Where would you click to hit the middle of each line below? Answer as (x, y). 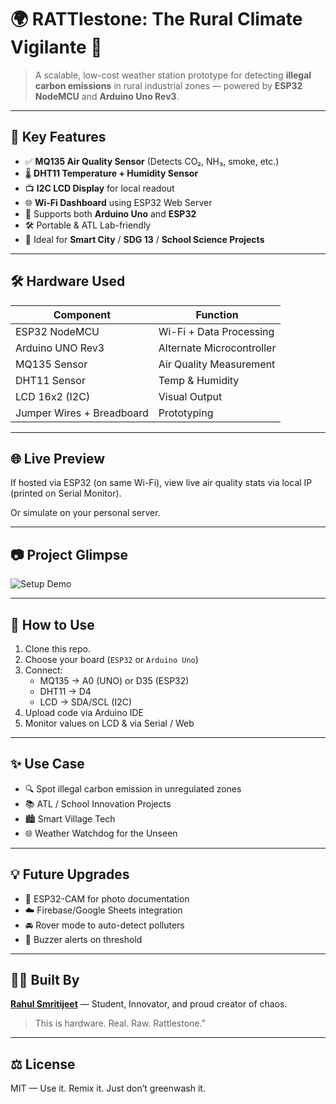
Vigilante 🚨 (56, 47)
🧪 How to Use (52, 624)
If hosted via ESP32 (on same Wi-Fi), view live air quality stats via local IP (161, 483)
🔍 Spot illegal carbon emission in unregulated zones (133, 788)
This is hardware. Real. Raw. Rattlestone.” (120, 1023)
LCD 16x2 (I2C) (53, 396)
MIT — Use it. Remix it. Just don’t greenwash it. (108, 1088)
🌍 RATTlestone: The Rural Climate (156, 19)
